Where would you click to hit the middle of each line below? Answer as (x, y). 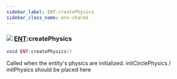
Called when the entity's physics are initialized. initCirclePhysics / (88, 63)
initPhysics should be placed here (49, 69)
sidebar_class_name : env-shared (47, 18)
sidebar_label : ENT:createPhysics (50, 12)
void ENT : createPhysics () (39, 51)
